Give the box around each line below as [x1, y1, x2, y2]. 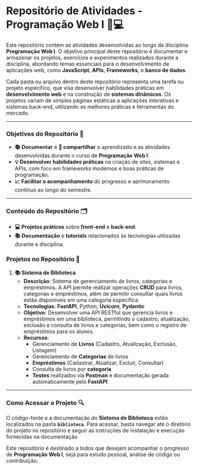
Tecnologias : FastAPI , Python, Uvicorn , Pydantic [23, 303, 145, 310]
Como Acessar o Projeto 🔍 [6, 398, 84, 407]
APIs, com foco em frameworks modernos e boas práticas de [14, 165, 164, 172]
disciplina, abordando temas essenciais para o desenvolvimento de [6, 60, 170, 67]
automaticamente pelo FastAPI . [32, 378, 109, 385]
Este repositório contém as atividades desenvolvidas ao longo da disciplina [6, 41, 189, 48]
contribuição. [6, 457, 38, 465]
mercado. [6, 109, 29, 116]
